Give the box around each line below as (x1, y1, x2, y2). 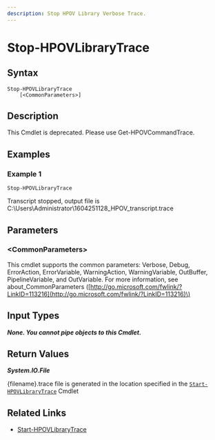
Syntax (7, 67, 39, 79)
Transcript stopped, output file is (7, 197, 100, 206)
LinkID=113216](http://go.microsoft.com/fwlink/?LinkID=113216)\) (7, 290, 191, 298)
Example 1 (7, 169, 42, 179)
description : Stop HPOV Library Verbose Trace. (7, 10, 147, 17)
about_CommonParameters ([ (7, 282, 91, 290)
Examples (7, 148, 50, 160)
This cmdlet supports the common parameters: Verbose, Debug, (7, 260, 191, 269)
